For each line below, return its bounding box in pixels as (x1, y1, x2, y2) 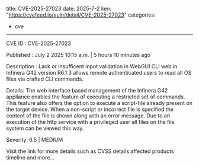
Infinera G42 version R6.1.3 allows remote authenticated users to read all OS (6, 69, 192, 76)
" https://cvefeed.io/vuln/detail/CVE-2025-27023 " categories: (6, 11, 156, 18)
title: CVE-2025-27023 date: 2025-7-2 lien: (6, 5, 111, 12)
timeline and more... (6, 154, 55, 161)
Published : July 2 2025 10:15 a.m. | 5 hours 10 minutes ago (6, 52, 151, 58)
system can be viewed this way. (6, 124, 84, 132)
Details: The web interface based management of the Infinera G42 (6, 87, 168, 94)
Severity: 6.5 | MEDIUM (6, 136, 63, 143)
